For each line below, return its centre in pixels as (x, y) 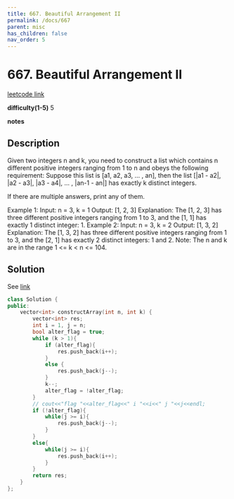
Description (33, 144)
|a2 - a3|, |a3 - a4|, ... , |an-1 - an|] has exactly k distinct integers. (102, 183)
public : (19, 306)
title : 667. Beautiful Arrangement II (64, 14)
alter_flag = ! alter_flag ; (84, 391)
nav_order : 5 (26, 40)
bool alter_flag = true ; (69, 332)
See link (19, 286)
